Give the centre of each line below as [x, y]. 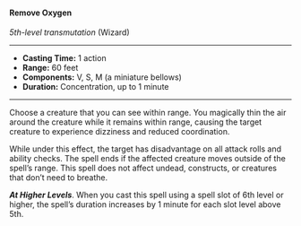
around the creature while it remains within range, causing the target [136, 122]
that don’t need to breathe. [59, 178]
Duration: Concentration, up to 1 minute [95, 87]
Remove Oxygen [41, 13]
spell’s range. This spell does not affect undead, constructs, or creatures [143, 168]
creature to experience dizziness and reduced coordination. [120, 132]
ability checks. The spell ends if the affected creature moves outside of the [148, 159]
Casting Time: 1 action [64, 58]
